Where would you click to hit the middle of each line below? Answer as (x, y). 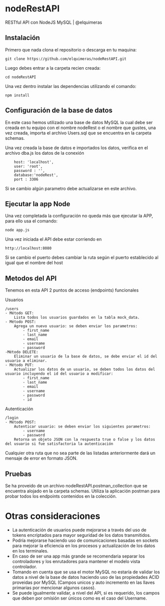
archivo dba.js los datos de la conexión (45, 153)
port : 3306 (26, 179)
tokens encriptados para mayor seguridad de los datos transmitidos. (82, 535)
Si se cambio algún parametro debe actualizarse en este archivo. (71, 188)
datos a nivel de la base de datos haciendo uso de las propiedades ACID (86, 577)
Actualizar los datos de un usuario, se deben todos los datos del (84, 369)
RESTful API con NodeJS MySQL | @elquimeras (54, 22)
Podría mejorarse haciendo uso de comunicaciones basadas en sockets (85, 540)
